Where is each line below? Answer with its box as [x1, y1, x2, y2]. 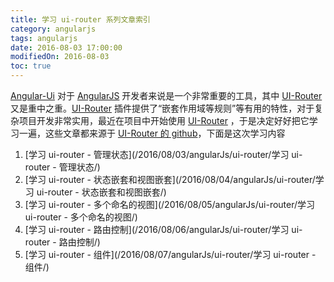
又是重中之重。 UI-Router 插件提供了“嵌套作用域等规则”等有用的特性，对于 [10, 102, 315, 114]
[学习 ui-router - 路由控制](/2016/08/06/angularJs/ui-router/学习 [24, 224, 290, 235]
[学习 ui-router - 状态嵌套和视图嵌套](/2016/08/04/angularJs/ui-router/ [24, 174, 316, 185]
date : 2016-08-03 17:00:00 [10, 42, 123, 53]
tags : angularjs [10, 33, 78, 43]
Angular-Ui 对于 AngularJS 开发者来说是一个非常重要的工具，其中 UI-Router [10, 90, 323, 101]
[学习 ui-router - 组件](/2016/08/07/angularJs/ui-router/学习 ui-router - [24, 249, 317, 260]
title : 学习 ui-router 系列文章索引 [10, 14, 151, 25]
